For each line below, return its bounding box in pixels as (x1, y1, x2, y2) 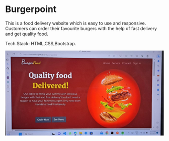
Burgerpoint (5, 4, 57, 15)
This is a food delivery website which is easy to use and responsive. (5, 20, 146, 26)
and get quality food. (5, 31, 49, 37)
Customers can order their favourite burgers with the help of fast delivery (5, 25, 157, 31)
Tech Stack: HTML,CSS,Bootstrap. (5, 40, 76, 46)
